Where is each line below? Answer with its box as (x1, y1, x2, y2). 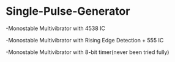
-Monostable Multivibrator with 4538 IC (6, 25, 105, 32)
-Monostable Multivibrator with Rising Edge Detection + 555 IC (6, 36, 164, 44)
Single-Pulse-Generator (6, 4, 130, 18)
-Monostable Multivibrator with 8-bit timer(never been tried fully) (6, 48, 169, 56)
